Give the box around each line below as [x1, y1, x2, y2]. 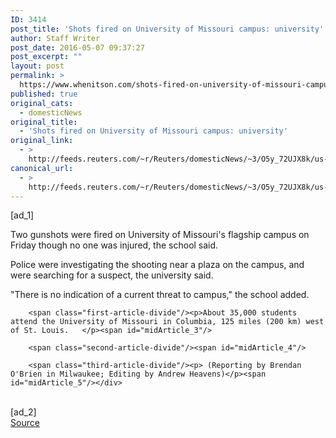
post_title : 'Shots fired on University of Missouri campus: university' [10, 24, 325, 34]
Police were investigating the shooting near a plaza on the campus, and [10, 259, 305, 271]
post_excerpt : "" [10, 52, 83, 62]
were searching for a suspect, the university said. [10, 269, 214, 281]
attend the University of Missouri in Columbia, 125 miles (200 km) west [10, 317, 325, 327]
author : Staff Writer [10, 33, 101, 43]
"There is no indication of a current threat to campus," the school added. [10, 289, 310, 301]
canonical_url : [10, 163, 74, 173]
